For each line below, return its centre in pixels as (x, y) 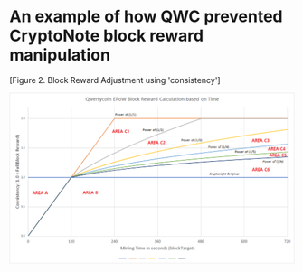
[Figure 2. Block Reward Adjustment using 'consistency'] (115, 80)
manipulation (60, 55)
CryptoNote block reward (107, 36)
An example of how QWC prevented (146, 17)
